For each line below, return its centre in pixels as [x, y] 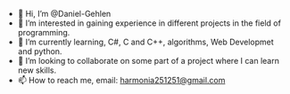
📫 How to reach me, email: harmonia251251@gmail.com [121, 80]
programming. [44, 32]
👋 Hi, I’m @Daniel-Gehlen [64, 14]
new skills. [37, 70]
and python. [40, 51]
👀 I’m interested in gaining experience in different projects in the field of [149, 23]
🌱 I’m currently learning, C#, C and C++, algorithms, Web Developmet [145, 42]
